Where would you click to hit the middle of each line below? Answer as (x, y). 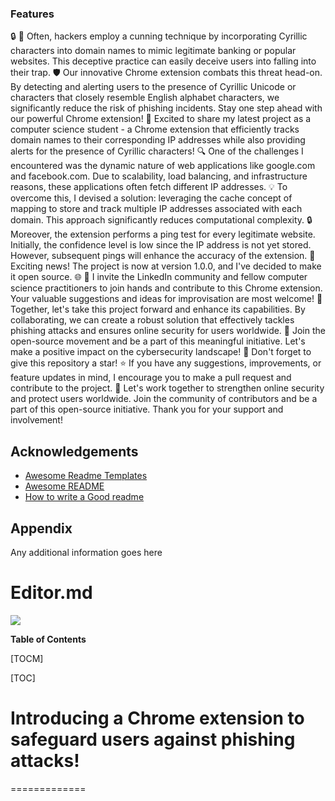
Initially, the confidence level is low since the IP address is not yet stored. (161, 245)
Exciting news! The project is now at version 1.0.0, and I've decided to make (166, 266)
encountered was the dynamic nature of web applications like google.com (163, 166)
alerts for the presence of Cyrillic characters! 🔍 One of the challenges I (157, 151)
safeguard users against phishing (153, 739)
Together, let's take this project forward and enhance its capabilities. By (158, 309)
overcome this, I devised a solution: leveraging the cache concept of (151, 198)
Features (32, 14)
